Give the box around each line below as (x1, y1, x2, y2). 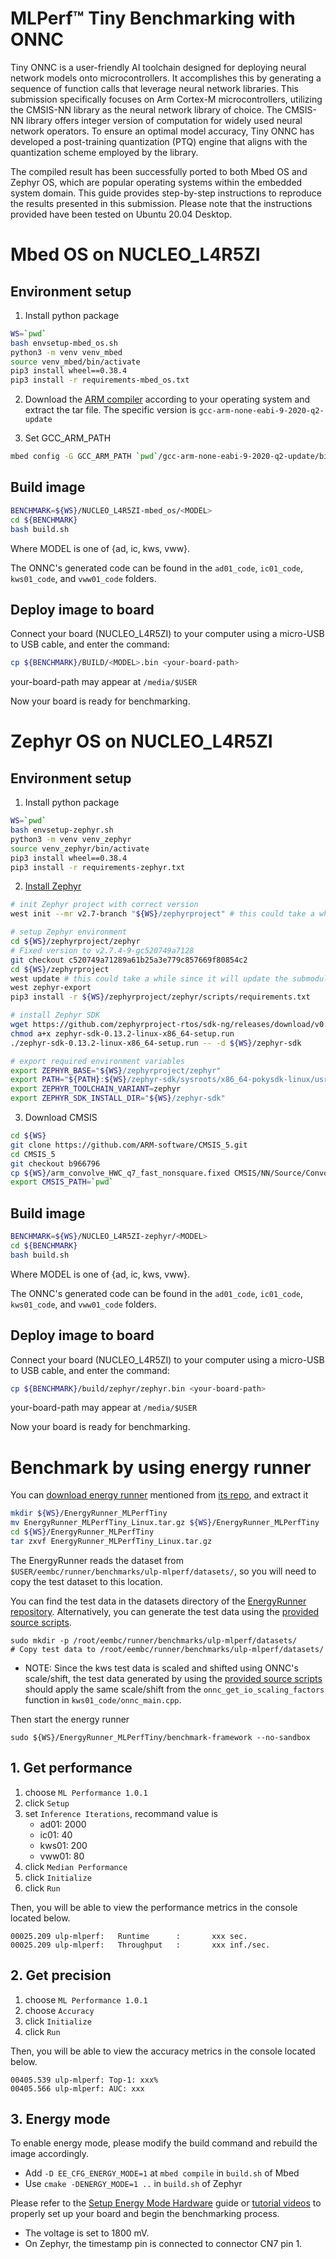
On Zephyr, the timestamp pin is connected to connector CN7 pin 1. (24, 2238, 303, 2250)
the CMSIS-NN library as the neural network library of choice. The (10, 103, 283, 116)
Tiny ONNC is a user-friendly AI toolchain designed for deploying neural (10, 61, 307, 73)
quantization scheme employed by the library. (10, 146, 199, 158)
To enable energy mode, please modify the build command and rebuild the (10, 2137, 318, 2149)
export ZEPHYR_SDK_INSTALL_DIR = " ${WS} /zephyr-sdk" (10, 1093, 226, 1104)
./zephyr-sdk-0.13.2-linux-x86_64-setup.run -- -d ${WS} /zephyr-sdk (10, 1038, 302, 1048)
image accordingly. (10, 2148, 90, 2160)
